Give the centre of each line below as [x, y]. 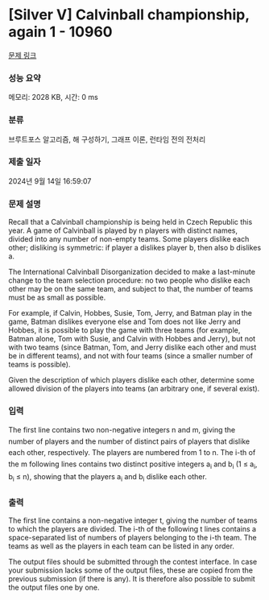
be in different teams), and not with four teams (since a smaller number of [131, 356]
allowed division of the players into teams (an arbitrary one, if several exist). [134, 389]
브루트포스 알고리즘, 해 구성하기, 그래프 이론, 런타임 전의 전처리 [107, 139]
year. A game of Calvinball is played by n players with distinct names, [123, 230]
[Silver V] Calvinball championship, [129, 15]
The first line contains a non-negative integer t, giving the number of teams [133, 520]
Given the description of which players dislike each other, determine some [132, 380]
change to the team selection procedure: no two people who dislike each [129, 280]
